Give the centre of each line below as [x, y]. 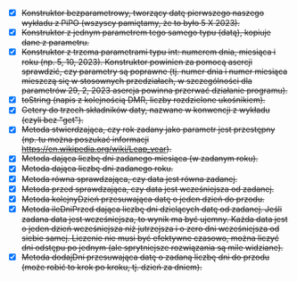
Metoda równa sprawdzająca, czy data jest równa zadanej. [129, 178]
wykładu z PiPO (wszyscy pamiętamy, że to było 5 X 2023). [130, 23]
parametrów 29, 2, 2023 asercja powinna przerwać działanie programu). [154, 91]
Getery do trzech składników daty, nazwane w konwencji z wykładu [146, 110]
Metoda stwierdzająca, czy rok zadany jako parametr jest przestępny [148, 129]
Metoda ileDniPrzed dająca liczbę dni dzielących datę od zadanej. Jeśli [152, 209]
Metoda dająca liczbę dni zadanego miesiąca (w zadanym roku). [140, 159]
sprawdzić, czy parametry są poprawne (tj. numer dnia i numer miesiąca [154, 71]
